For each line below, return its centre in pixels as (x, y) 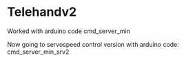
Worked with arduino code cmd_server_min (69, 31)
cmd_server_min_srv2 (38, 52)
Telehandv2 (42, 12)
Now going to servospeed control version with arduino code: (93, 44)
